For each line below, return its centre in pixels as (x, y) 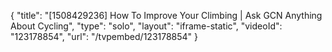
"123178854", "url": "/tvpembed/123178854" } (104, 36)
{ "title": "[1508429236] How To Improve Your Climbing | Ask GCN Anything (166, 15)
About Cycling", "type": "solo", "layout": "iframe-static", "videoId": (146, 26)
